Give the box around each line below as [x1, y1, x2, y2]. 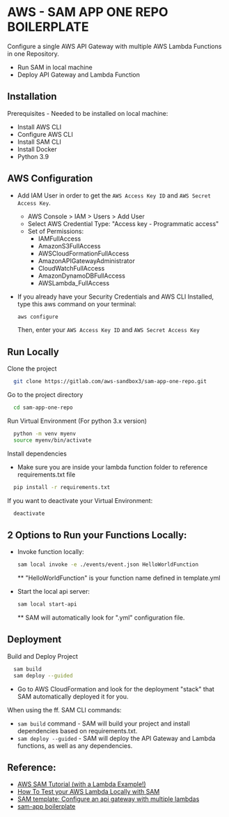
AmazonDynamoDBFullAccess [38, 271, 125, 280]
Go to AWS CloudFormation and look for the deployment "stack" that [17, 684, 214, 693]
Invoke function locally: [17, 548, 84, 556]
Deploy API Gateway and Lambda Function [17, 70, 141, 79]
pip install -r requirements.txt [13, 484, 111, 490]
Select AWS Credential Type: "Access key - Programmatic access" [27, 219, 219, 227]
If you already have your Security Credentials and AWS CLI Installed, [17, 292, 214, 301]
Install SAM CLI [17, 137, 61, 146]
